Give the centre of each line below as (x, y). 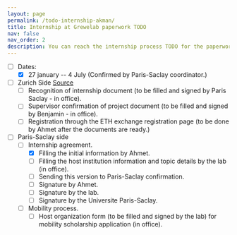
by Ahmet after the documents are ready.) (89, 129)
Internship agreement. (60, 145)
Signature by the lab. (69, 192)
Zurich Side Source (45, 83)
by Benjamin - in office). (63, 114)
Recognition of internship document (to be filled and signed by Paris (127, 91)
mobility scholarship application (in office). (101, 224)
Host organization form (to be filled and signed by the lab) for (128, 216)
